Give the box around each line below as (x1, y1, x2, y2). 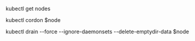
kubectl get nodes (5, 5, 51, 12)
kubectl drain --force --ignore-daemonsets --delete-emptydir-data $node (5, 28, 190, 35)
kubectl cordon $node (5, 17, 61, 23)
